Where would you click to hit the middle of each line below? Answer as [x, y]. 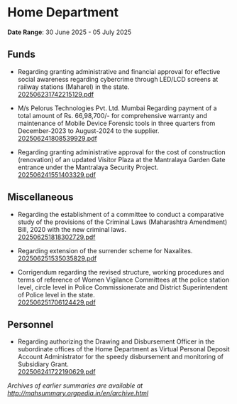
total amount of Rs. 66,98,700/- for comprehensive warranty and [112, 115]
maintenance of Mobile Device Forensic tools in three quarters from [116, 123]
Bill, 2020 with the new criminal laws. [72, 229]
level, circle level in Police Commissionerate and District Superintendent [123, 287]
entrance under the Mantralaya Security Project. [88, 167]
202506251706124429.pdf [56, 302]
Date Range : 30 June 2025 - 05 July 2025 [70, 32]
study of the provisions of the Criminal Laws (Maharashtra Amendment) [122, 222]
